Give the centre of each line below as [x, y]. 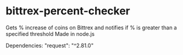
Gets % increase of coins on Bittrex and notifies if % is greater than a [91, 27]
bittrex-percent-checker [68, 11]
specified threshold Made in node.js [50, 33]
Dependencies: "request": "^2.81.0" [50, 45]
